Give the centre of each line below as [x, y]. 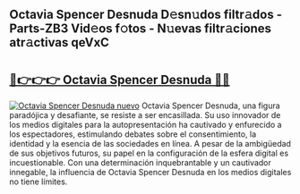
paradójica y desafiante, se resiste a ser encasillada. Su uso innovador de [145, 115]
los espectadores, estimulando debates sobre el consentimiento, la [133, 134]
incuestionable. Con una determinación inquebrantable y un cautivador [140, 163]
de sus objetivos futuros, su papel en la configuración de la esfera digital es [149, 153]
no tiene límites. [39, 181]
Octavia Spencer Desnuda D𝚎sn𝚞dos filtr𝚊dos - [146, 15]
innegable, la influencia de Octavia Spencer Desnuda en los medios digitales [150, 172]
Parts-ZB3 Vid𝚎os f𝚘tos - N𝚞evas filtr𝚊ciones [140, 29]
